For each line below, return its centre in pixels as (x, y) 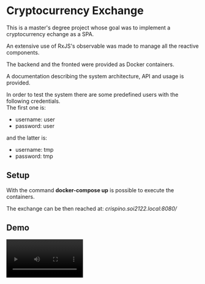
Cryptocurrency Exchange (75, 11)
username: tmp (34, 149)
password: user (35, 125)
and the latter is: (27, 138)
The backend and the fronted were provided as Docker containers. (90, 64)
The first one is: (26, 107)
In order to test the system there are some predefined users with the (92, 94)
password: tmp (34, 156)
